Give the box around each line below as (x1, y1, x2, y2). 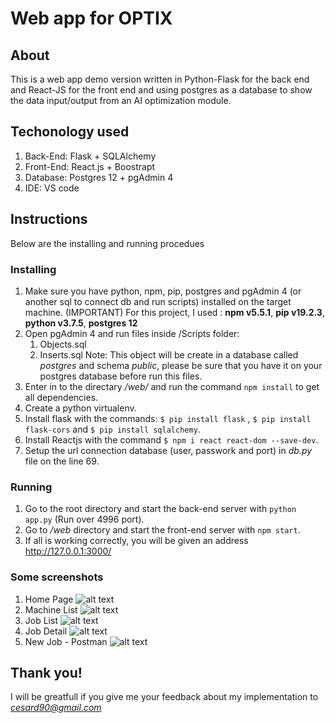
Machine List (24, 603, 78, 616)
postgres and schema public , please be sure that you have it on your (39, 359, 323, 371)
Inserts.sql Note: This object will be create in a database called (39, 348, 299, 361)
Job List (24, 614, 58, 626)
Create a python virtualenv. (24, 402, 137, 414)
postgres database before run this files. (39, 370, 203, 382)
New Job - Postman (24, 635, 108, 647)
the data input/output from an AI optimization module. (10, 95, 232, 106)
